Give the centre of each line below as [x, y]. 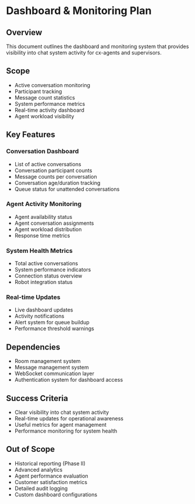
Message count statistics [45, 97]
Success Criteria [37, 398]
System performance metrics [50, 104]
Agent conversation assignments [54, 223]
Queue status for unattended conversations [67, 189]
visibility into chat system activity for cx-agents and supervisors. [84, 53]
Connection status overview [48, 276]
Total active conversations [46, 263]
